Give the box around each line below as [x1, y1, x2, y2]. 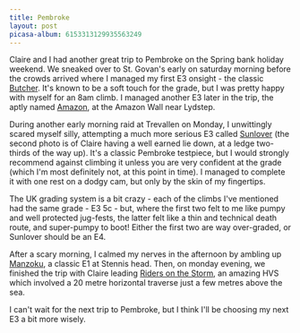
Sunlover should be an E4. [9, 232, 107, 243]
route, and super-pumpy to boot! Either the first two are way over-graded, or [9, 222, 292, 233]
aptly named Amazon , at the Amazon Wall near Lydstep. [9, 102, 216, 113]
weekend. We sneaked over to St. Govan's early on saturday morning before [9, 64, 291, 74]
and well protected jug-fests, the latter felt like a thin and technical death [9, 212, 278, 224]
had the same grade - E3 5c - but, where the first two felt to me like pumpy [9, 203, 286, 214]
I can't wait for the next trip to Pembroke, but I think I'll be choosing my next [9, 304, 289, 315]
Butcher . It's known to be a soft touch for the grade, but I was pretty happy [9, 82, 285, 94]
